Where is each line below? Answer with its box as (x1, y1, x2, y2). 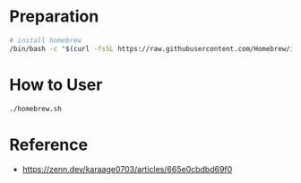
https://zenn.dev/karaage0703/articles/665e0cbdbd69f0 (21, 164, 233, 175)
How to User (9, 74, 103, 95)
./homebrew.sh (9, 104, 63, 113)
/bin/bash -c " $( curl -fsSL (9, 44, 115, 53)
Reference (9, 135, 88, 154)
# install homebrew (9, 36, 82, 45)
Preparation (9, 6, 99, 27)
